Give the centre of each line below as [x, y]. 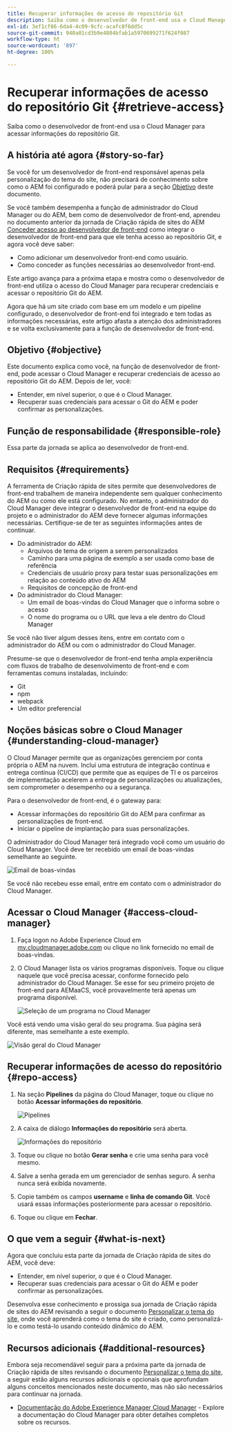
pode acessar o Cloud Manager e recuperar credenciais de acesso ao [121, 374]
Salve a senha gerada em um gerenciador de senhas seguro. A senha [116, 1176]
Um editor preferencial [49, 708]
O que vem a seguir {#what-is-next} [87, 1239]
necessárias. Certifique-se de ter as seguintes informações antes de [105, 523]
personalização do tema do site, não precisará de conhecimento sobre [108, 179]
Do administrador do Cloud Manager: [70, 595]
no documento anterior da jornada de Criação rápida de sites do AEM [106, 222]
